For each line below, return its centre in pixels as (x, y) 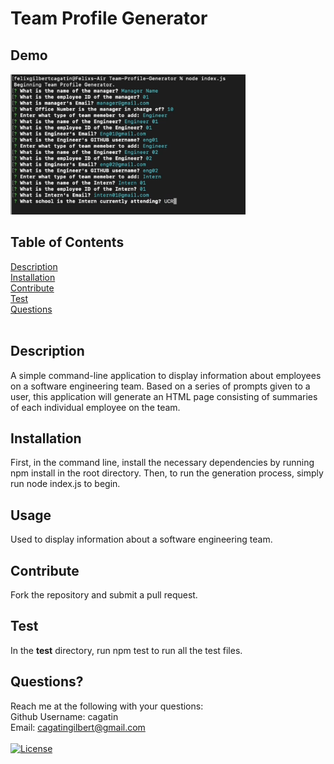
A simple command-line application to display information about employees (166, 375)
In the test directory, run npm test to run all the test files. (126, 650)
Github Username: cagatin (64, 716)
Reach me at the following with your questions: (107, 706)
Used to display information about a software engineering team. (141, 539)
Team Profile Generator (109, 18)
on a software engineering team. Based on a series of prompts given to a (160, 386)
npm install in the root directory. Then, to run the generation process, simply (167, 473)
